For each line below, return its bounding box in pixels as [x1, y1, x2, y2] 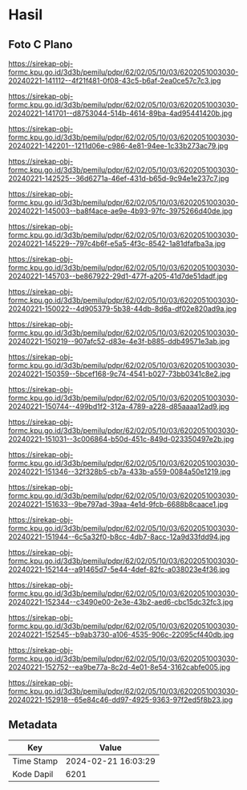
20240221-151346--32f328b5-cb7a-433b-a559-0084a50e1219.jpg [8, 467, 231, 476]
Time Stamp [12, 756, 59, 767]
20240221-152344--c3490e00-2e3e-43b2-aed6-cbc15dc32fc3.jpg [8, 598, 234, 606]
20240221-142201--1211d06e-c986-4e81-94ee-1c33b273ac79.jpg [8, 141, 229, 150]
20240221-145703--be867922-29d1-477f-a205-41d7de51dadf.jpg [8, 271, 228, 281]
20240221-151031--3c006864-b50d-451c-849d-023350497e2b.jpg [8, 435, 235, 444]
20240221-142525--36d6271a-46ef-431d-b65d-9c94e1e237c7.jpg [8, 174, 230, 183]
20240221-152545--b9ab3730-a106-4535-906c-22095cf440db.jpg [8, 630, 234, 639]
